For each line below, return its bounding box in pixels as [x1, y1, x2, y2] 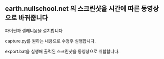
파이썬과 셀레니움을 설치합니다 [5, 27, 63, 33]
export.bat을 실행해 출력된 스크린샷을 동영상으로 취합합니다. [5, 48, 120, 54]
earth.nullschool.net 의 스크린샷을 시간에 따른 [5, 4, 140, 13]
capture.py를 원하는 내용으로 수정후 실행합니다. [5, 38, 96, 44]
